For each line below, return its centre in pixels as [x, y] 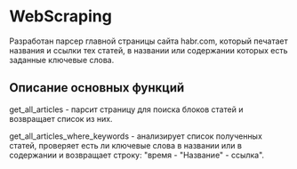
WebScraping [61, 16]
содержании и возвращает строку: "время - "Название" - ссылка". [137, 155]
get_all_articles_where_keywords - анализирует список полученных [136, 136]
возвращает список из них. [61, 118]
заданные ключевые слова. [62, 60]
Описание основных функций [97, 88]
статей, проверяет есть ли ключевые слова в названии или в [126, 145]
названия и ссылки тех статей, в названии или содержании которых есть [148, 50]
